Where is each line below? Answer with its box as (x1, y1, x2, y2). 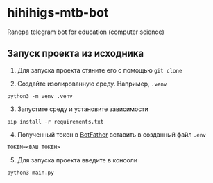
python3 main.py (7, 169, 54, 176)
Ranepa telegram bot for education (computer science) (7, 28, 164, 36)
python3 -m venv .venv (7, 93, 73, 99)
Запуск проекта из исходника (7, 48, 144, 59)
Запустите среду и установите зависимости (17, 105, 149, 113)
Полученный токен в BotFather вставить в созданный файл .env (17, 130, 206, 139)
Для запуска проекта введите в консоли (17, 155, 137, 164)
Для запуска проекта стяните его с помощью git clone (17, 66, 182, 74)
